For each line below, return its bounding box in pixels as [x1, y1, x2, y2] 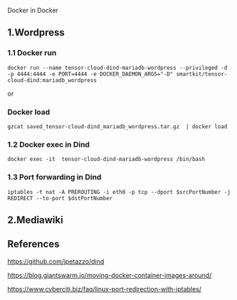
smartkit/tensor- [176, 71, 228, 78]
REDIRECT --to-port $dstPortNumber [7, 195, 113, 202]
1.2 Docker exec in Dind [7, 139, 90, 149]
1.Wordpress [7, 26, 65, 38]
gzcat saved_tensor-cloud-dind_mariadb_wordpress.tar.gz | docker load [7, 123, 228, 130]
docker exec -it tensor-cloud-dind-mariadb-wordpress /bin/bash [7, 156, 205, 163]
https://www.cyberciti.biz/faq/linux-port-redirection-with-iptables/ [7, 284, 201, 293]
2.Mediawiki [7, 214, 63, 226]
